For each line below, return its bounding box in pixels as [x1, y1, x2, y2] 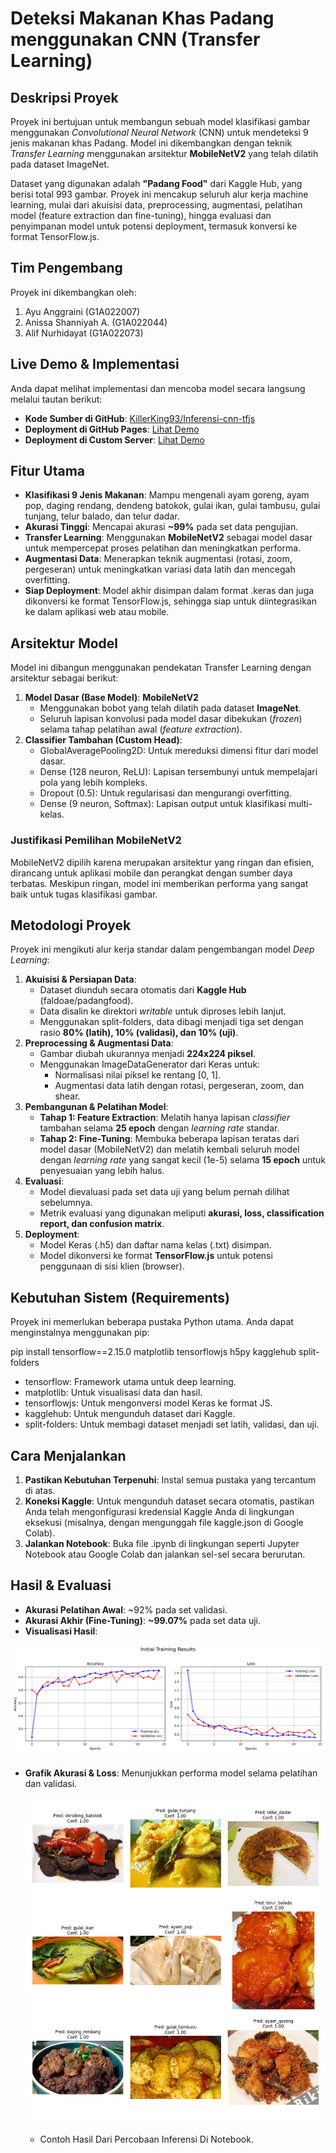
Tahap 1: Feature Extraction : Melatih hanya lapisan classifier [39, 1112, 291, 1124]
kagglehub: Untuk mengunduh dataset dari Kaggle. [24, 1408, 236, 1420]
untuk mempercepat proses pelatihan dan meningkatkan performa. [24, 542, 302, 554]
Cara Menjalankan [10, 1447, 127, 1464]
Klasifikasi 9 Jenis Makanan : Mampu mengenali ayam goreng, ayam [24, 489, 310, 501]
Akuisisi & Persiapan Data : [24, 973, 137, 986]
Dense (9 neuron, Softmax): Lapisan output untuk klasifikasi [39, 798, 287, 810]
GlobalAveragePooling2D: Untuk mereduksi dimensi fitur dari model [39, 745, 319, 757]
